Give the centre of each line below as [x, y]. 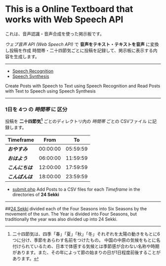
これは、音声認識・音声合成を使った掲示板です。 [55, 33]
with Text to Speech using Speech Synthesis [50, 91]
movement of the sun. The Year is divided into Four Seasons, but [71, 214]
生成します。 [26, 56]
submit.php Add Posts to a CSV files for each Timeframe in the [76, 189]
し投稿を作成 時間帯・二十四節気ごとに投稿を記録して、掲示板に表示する [79, 50]
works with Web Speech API [64, 19]
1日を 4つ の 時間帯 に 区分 [36, 109]
